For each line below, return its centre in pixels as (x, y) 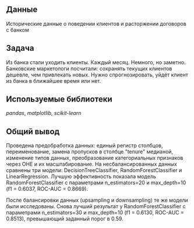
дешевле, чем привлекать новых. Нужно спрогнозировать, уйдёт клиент (97, 75)
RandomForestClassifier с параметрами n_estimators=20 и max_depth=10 (96, 183)
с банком (17, 30)
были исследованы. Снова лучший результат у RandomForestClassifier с (96, 206)
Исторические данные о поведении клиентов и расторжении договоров (96, 23)
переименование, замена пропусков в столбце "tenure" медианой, (90, 152)
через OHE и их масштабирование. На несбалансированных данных (92, 164)
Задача (20, 48)
